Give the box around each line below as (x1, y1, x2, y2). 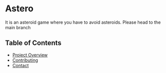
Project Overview (12, 52, 48, 58)
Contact (12, 62, 29, 68)
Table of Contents (5, 39, 62, 47)
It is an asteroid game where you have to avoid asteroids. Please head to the (5, 19, 161, 25)
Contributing (12, 57, 38, 63)
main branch (5, 24, 31, 30)
